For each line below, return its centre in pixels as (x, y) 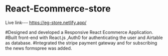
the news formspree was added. (39, 48)
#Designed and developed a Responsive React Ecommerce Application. (79, 32)
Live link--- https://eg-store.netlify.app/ (46, 22)
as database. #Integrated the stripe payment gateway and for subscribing (81, 42)
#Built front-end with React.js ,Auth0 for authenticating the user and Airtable (84, 37)
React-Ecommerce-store (58, 9)
